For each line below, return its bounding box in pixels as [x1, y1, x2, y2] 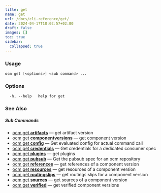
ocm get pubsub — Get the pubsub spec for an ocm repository [12, 156, 141, 162]
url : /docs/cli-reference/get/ [5, 16, 69, 21]
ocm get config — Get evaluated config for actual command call [12, 140, 143, 146]
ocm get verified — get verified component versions [12, 182, 119, 188]
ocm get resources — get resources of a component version [12, 166, 136, 172]
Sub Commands [5, 117, 39, 123]
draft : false [5, 26, 32, 31]
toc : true [5, 35, 26, 40]
